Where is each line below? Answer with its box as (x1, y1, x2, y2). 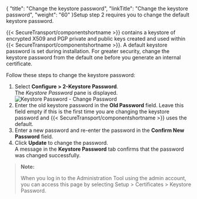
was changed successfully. (14, 152, 81, 158)
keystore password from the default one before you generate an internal (6, 54, 181, 61)
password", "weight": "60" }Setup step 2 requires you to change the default (6, 11, 190, 18)
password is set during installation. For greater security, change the (6, 48, 170, 55)
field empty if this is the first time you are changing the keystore (14, 108, 169, 115)
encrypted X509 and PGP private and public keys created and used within (6, 35, 186, 42)
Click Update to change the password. (14, 140, 109, 146)
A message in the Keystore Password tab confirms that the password (14, 145, 184, 152)
